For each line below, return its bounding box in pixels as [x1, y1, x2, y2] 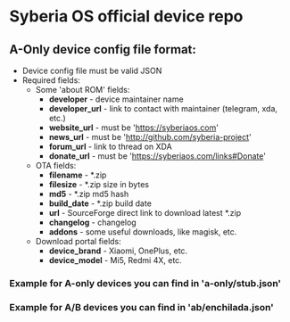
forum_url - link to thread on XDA [48, 141, 172, 152]
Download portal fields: [35, 236, 122, 246]
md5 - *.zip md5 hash [48, 189, 129, 199]
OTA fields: [35, 161, 77, 170]
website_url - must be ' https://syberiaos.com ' [48, 122, 219, 133]
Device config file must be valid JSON [21, 65, 162, 76]
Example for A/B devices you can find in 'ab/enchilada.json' [9, 301, 274, 313]
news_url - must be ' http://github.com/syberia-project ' [48, 132, 252, 142]
